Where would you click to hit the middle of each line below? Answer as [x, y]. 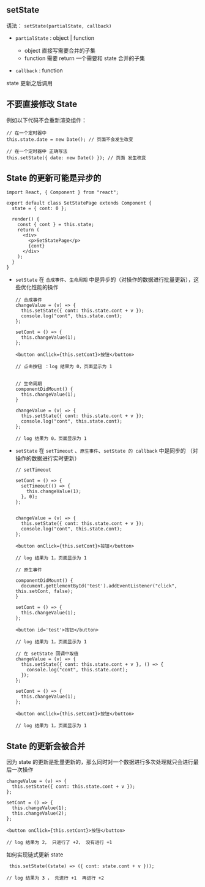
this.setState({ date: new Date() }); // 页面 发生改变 [76, 158]
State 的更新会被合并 [46, 746]
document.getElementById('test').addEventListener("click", [99, 586]
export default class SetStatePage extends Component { [79, 203]
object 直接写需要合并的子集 [60, 50]
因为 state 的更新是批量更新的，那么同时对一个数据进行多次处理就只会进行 [100, 762]
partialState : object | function [55, 38]
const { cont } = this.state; [56, 225]
